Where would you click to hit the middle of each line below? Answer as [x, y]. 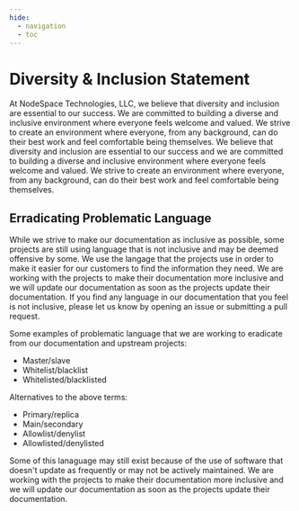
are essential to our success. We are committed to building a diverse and [144, 113]
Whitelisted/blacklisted [65, 380]
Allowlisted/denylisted [63, 444]
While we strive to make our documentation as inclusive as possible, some [147, 240]
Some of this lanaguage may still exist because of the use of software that [146, 461]
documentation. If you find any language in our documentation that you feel [149, 297]
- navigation [42, 26]
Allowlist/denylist [54, 434]
